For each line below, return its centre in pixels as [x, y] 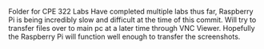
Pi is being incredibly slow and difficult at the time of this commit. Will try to [132, 20]
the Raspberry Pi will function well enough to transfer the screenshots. [124, 36]
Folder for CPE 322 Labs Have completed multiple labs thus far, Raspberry [131, 11]
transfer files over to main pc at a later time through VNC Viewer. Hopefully [132, 28]
